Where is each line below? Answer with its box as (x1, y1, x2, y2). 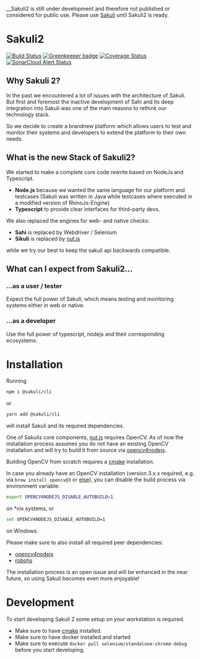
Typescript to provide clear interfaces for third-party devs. (14, 205, 160, 212)
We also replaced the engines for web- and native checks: (6, 217, 150, 224)
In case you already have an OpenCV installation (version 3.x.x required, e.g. (6, 470, 195, 477)
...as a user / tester (6, 281, 63, 290)
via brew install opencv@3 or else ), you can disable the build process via (6, 476, 186, 484)
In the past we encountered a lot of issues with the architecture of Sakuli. (6, 92, 186, 99)
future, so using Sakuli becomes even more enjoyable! (6, 575, 140, 582)
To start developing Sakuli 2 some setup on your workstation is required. (6, 615, 185, 622)
